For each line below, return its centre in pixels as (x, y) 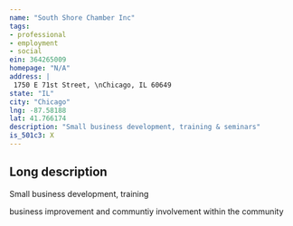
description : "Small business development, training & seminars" (135, 127)
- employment (34, 43)
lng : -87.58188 (38, 110)
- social (26, 52)
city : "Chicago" (40, 102)
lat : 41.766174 (38, 118)
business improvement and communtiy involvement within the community (146, 211)
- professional (38, 34)
